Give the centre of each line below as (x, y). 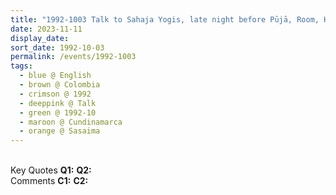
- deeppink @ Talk (58, 103)
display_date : (40, 38)
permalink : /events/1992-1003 (73, 57)
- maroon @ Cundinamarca (71, 122)
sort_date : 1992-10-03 (57, 47)
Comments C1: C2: (49, 181)
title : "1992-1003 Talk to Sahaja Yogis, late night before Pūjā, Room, (165, 19)
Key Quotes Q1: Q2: (51, 170)
